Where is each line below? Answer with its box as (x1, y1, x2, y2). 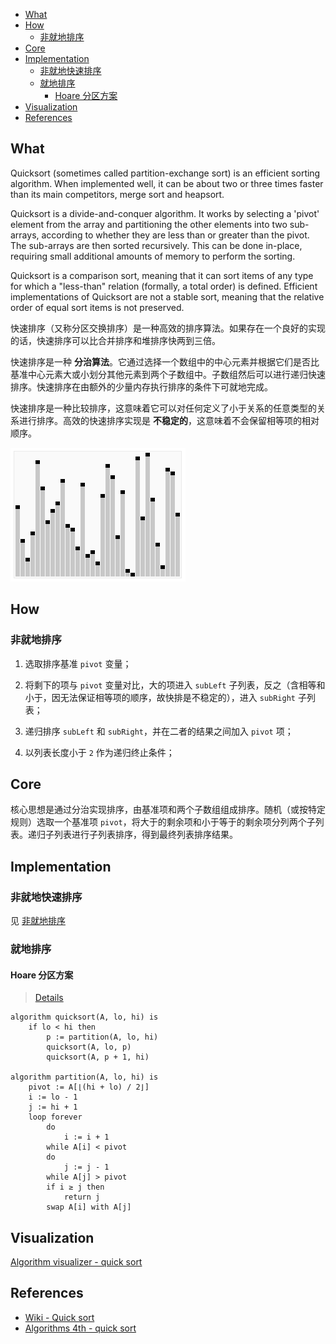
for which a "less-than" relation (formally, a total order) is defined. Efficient (10, 280, 318, 292)
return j (63, 1192, 101, 1203)
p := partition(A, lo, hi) (46, 1032, 159, 1043)
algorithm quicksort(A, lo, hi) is (10, 1012, 159, 1023)
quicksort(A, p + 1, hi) (46, 1052, 150, 1063)
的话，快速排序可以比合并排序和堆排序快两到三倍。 (10, 334, 221, 346)
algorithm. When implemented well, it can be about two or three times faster (10, 177, 324, 189)
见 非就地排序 (10, 915, 66, 926)
